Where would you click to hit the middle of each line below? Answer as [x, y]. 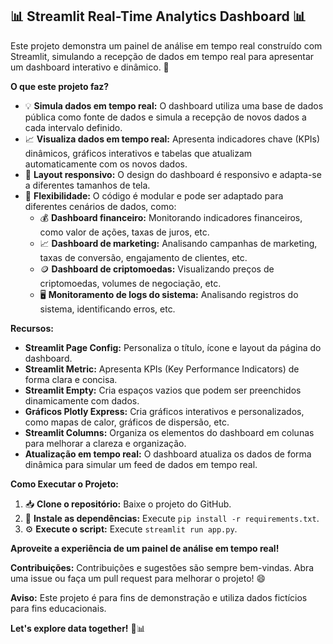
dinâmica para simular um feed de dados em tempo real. [141, 464]
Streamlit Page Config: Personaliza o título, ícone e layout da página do [173, 347]
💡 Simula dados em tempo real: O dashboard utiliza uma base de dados [174, 105]
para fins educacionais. [58, 608]
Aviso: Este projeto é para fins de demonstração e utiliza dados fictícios [159, 597]
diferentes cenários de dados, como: [100, 206]
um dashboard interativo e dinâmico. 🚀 [90, 67]
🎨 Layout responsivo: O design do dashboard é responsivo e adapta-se [173, 174]
